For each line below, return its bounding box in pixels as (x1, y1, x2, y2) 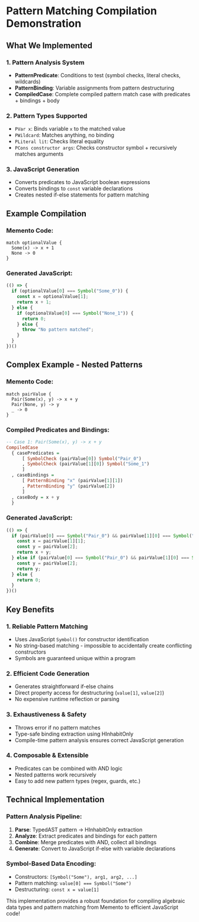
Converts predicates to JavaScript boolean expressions (14, 179, 150, 186)
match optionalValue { (6, 240, 62, 246)
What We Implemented (6, 40, 93, 50)
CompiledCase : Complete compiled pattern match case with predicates (14, 90, 191, 97)
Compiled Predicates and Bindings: (6, 426, 110, 434)
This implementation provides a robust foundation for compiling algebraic (6, 897, 185, 904)
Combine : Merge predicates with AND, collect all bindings (14, 838, 157, 845)
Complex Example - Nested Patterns (6, 360, 143, 370)
